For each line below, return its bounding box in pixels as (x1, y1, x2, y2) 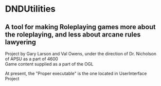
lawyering (5, 38, 36, 46)
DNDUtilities (5, 3, 56, 15)
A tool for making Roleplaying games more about (5, 23, 156, 31)
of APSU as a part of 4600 (5, 56, 58, 62)
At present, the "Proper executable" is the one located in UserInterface (5, 70, 147, 76)
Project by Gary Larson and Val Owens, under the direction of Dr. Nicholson (5, 51, 157, 56)
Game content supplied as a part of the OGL (5, 61, 94, 67)
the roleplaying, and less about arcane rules (5, 30, 141, 38)
